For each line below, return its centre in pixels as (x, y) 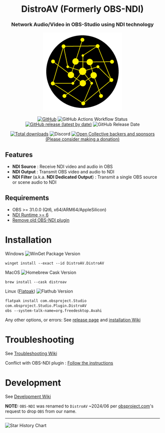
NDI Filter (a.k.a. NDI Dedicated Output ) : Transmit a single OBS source (84, 177)
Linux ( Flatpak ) (20, 291)
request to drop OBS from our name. (41, 411)
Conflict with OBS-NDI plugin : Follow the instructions (59, 363)
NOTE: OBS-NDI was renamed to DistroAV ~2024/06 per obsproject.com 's (79, 406)
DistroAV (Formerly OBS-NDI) (82, 9)
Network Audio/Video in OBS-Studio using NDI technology (82, 25)
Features (19, 154)
